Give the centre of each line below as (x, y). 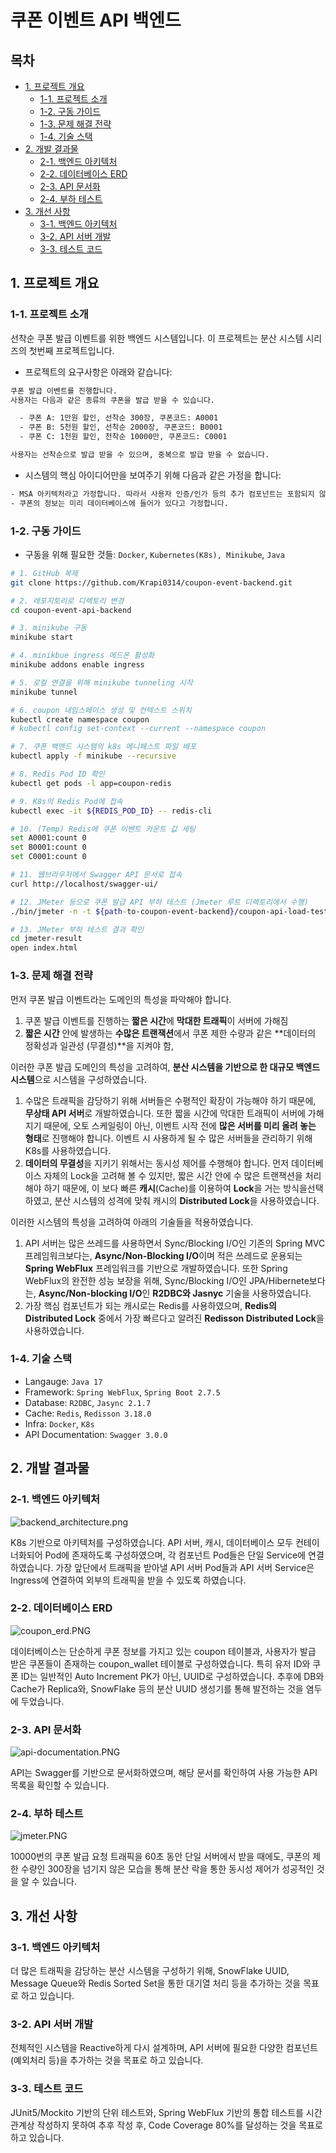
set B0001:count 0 (48, 847)
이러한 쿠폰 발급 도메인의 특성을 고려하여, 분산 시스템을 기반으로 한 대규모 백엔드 (165, 1067)
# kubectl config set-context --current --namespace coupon (138, 729)
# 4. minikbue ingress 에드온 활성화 (82, 656)
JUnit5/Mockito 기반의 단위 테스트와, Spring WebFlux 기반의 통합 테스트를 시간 (166, 2112)
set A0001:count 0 (48, 838)
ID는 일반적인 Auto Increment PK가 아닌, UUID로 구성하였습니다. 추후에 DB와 (172, 1676)
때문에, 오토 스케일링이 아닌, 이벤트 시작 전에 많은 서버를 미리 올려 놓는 (180, 1125)
